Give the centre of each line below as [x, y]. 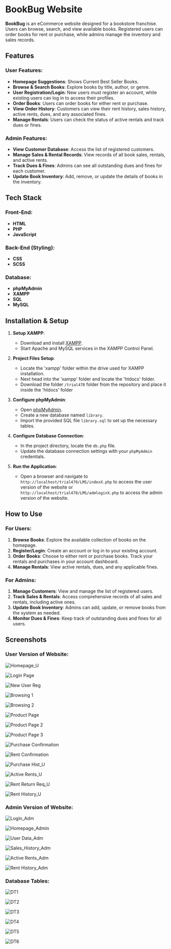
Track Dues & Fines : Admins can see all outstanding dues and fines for [87, 165]
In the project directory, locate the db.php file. [68, 446]
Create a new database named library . [62, 415]
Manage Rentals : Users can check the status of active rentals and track [88, 119]
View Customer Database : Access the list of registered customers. [83, 149]
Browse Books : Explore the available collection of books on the [79, 540]
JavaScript [25, 234]
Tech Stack [23, 198]
